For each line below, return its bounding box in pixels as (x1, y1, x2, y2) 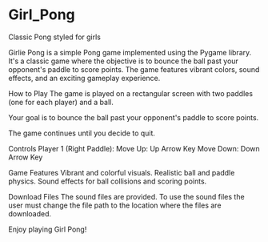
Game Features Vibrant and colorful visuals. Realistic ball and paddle (8, 167, 235, 177)
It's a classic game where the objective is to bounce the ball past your (8, 56, 238, 66)
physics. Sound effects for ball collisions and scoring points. (8, 176, 207, 186)
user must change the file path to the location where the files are (8, 200, 222, 210)
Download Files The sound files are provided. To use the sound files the (8, 192, 246, 201)
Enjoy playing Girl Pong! (8, 224, 87, 234)
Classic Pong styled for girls (8, 32, 102, 42)
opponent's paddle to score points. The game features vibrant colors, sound (8, 64, 260, 74)
